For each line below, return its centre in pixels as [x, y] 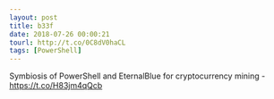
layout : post [34, 17]
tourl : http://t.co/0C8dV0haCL [68, 42]
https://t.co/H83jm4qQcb [56, 86]
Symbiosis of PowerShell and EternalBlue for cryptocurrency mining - [137, 76]
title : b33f [31, 26]
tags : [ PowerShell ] [46, 51]
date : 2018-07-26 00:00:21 [60, 34]
